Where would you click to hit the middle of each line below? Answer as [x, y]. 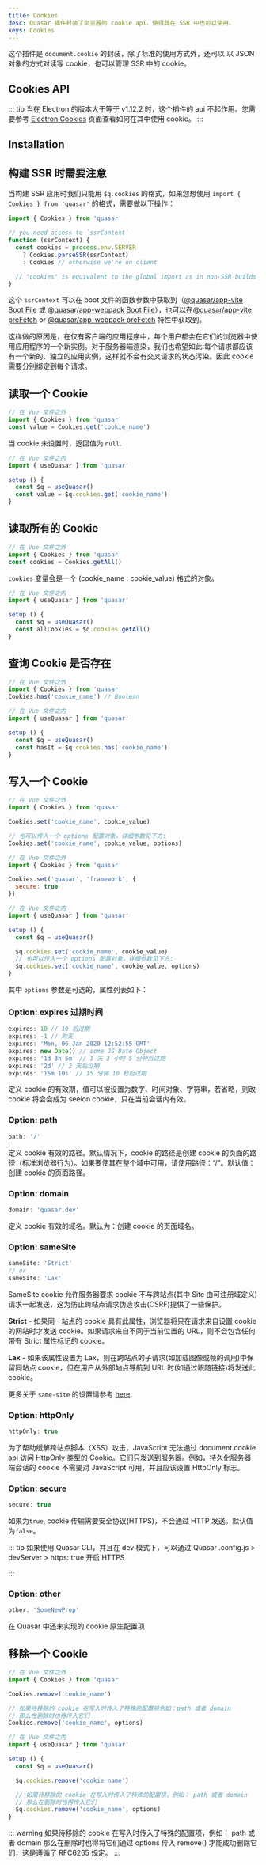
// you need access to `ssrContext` [68, 233]
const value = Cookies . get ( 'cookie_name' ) [79, 427]
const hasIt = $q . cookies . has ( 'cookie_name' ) [92, 747]
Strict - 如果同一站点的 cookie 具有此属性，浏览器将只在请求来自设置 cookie [133, 1321]
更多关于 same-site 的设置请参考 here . [70, 1394]
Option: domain [39, 1193]
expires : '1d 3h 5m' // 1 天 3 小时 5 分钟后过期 [87, 1058]
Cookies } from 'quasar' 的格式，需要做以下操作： [92, 203]
